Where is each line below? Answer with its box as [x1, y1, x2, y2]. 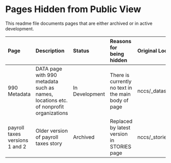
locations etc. [35, 97, 68, 104]
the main [109, 90, 131, 97]
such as [35, 84, 54, 91]
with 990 [35, 71, 58, 78]
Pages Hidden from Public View [5, 4, 141, 15]
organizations [35, 109, 69, 116]
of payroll [35, 133, 59, 140]
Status [73, 47, 90, 54]
